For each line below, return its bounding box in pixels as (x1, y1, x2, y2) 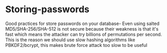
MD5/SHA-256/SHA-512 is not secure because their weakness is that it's (5, 25, 159, 32)
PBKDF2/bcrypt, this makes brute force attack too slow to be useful (5, 42, 148, 48)
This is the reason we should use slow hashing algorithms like (5, 37, 135, 43)
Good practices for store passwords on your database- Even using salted (5, 20, 160, 26)
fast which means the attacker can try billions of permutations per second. (5, 31, 162, 37)
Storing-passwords (5, 4, 90, 15)
